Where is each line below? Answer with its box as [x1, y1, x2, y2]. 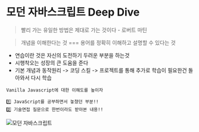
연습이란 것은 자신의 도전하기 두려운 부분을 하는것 [14, 51, 130, 59]
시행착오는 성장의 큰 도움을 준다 [14, 59, 88, 66]
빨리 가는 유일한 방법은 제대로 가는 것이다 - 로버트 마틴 [20, 26, 147, 33]
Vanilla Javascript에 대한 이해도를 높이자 [6, 87, 103, 93]
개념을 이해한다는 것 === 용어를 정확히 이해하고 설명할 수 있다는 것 [20, 39, 176, 46]
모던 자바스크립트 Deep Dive [6, 5, 140, 19]
